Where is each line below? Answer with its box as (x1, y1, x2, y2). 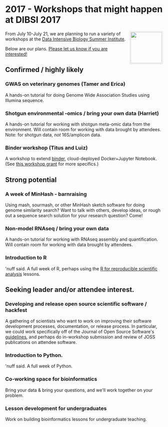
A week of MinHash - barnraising (5, 190, 87, 197)
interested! (5, 51, 27, 57)
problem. (5, 392, 24, 398)
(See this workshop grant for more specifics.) (5, 161, 99, 167)
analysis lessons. (5, 271, 40, 277)
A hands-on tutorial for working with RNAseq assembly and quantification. (5, 236, 158, 242)
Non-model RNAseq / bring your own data (5, 225, 109, 232)
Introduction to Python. (5, 352, 63, 359)
